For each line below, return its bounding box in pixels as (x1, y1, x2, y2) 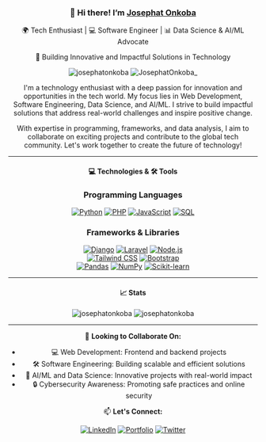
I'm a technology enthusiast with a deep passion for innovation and (23, 83, 243, 93)
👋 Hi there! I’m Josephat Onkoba (70, 7, 196, 18)
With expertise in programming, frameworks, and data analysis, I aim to (17, 124, 249, 133)
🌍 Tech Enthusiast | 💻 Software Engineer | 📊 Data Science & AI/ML (21, 25, 245, 35)
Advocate (117, 37, 149, 47)
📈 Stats (120, 288, 146, 298)
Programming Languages (82, 189, 184, 200)
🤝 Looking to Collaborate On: (84, 331, 182, 341)
